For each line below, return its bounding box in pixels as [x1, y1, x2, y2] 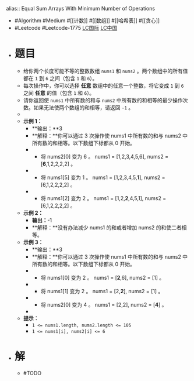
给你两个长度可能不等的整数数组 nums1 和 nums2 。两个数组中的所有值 [23, 67, 188, 74]
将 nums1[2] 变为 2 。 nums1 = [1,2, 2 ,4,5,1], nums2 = [40, 194, 167, 201]
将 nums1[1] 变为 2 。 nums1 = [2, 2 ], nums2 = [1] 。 [40, 287, 164, 294]
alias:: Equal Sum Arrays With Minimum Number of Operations [6, 5, 156, 12]
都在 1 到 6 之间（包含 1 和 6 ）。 [23, 74, 98, 81]
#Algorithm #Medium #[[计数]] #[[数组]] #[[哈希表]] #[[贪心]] [14, 17, 160, 24]
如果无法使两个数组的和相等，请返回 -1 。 [33, 104, 134, 111]
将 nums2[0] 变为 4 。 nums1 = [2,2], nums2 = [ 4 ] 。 [40, 301, 167, 308]
